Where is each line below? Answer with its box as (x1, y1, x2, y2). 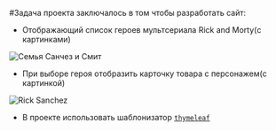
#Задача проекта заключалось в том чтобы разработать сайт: (9, 8, 247, 18)
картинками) (21, 35, 71, 44)
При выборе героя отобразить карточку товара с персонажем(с (21, 68, 268, 79)
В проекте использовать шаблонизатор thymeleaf (21, 112, 210, 122)
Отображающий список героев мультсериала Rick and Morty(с (21, 25, 262, 35)
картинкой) (21, 78, 66, 88)
